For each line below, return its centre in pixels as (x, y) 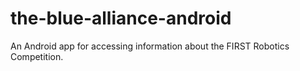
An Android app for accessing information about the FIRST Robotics (150, 46)
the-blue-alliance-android (121, 18)
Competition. (37, 56)
